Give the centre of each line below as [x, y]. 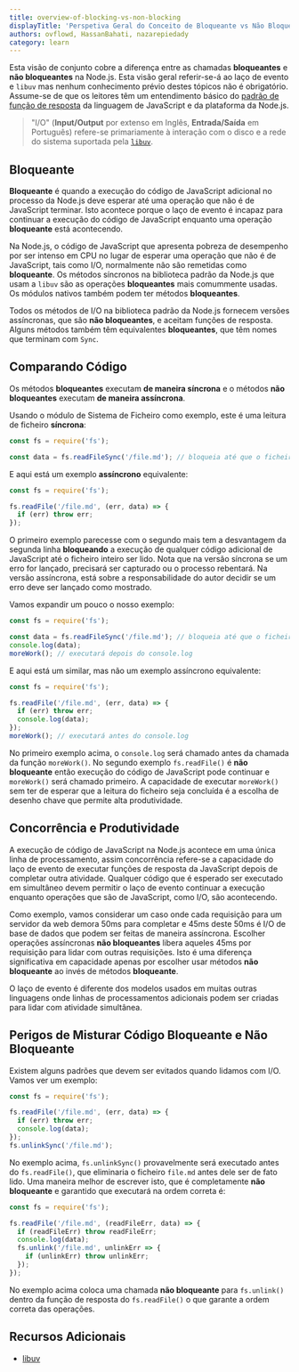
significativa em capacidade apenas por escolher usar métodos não [134, 962]
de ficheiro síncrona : [48, 425]
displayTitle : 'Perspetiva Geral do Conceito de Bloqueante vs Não [137, 26]
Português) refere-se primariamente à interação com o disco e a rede [158, 132]
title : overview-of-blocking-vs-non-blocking [95, 17]
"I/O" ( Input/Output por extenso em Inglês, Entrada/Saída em [145, 123]
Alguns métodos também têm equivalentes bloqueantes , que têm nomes [143, 329]
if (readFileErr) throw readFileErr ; [87, 1231]
